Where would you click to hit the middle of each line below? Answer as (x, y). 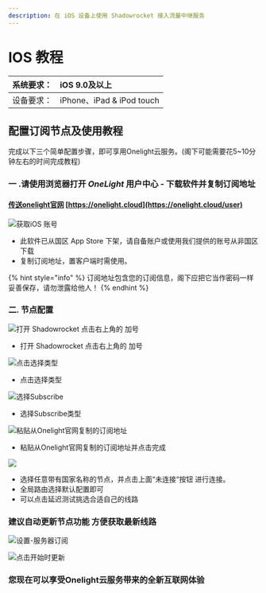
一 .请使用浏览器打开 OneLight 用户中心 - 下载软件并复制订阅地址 (132, 184)
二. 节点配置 (31, 310)
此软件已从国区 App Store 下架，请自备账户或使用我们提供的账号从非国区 (139, 240)
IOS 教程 (36, 57)
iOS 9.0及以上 (86, 84)
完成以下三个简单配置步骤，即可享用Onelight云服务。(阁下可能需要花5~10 (129, 151)
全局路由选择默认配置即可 (62, 489)
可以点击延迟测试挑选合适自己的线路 (79, 499)
